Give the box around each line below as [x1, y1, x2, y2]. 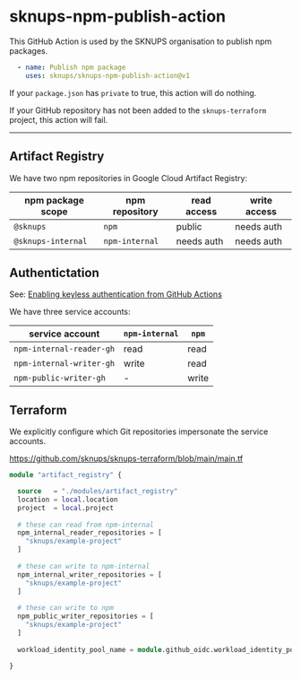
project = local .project [17, 503, 115, 512]
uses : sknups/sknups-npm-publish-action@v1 [25, 71, 191, 80]
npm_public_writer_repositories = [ [17, 612, 154, 621]
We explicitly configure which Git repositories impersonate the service [9, 426, 269, 437]
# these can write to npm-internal [17, 561, 150, 570]
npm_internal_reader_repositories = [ [17, 528, 163, 537]
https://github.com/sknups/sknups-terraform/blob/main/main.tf [9, 453, 244, 464]
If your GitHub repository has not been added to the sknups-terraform [9, 105, 267, 116]
